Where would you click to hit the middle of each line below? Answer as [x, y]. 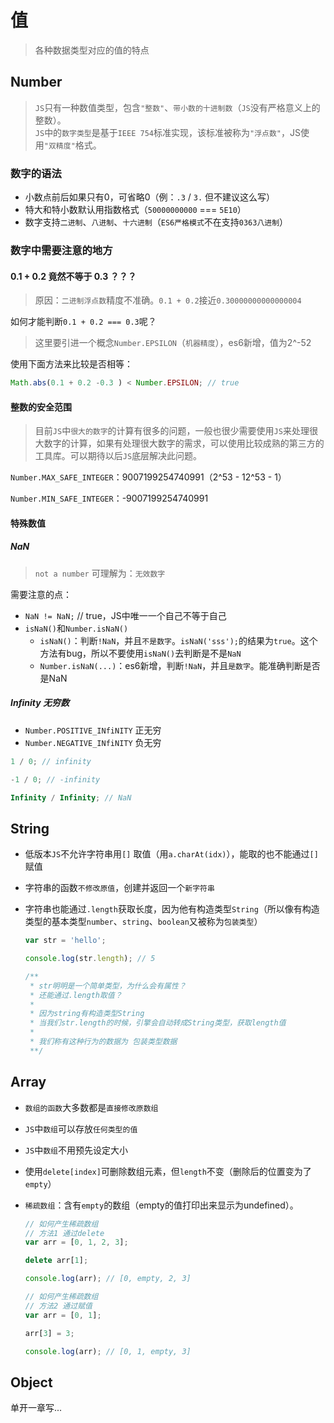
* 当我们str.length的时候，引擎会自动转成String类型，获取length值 [158, 1023]
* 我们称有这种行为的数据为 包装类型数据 [103, 1042]
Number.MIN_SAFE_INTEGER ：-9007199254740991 [109, 498]
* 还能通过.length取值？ [76, 995]
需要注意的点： [41, 594]
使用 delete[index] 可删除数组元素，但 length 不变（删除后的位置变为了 [168, 1171]
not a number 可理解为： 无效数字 [100, 573]
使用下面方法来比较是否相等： [71, 364]
